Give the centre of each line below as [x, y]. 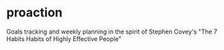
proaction [34, 13]
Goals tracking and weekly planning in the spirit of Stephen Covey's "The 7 [112, 32]
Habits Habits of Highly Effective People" [64, 38]
